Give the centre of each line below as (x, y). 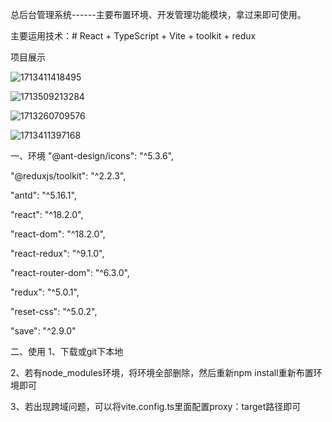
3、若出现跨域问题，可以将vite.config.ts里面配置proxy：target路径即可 (156, 406)
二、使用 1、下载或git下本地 (67, 351)
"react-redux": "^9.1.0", (57, 253)
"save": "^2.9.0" (43, 331)
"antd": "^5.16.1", (43, 195)
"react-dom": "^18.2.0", (58, 234)
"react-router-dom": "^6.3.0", (70, 272)
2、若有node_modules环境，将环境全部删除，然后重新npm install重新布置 (162, 372)
